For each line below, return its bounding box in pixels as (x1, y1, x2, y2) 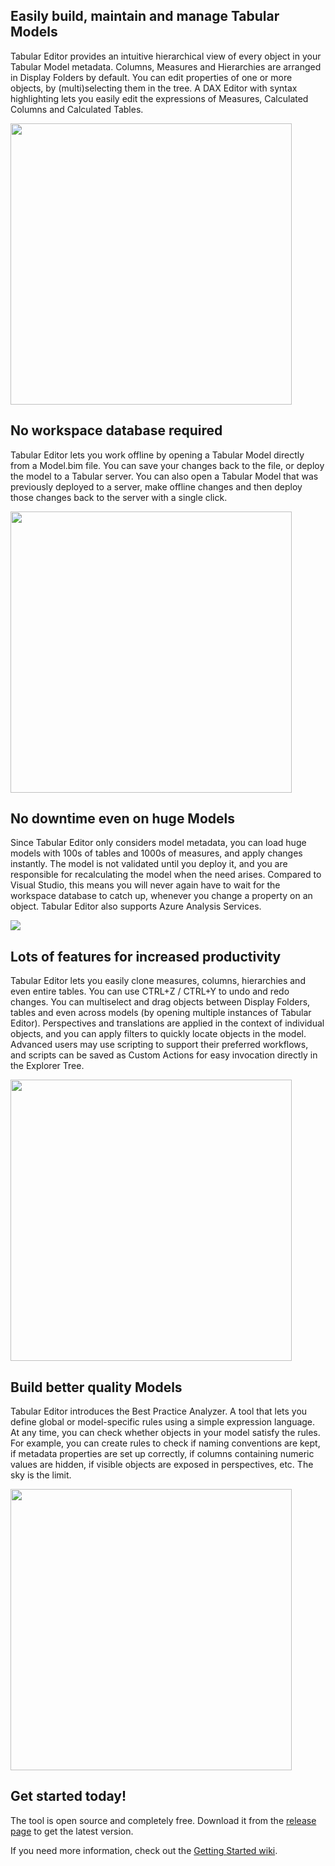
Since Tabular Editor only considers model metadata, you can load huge (10, 837, 307, 849)
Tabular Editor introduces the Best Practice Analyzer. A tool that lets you (10, 1405, 308, 1418)
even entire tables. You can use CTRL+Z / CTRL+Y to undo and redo (10, 985, 290, 998)
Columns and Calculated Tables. (10, 103, 144, 115)
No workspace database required (10, 422, 223, 439)
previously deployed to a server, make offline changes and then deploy (10, 480, 303, 493)
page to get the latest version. (10, 1825, 134, 1837)
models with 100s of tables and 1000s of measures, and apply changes (10, 847, 303, 859)
